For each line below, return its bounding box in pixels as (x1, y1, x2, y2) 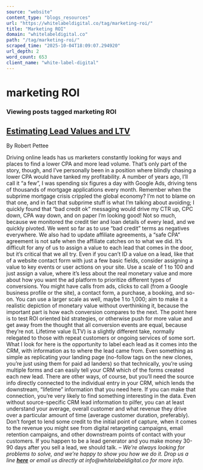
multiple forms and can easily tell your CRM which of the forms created (6, 366, 184, 374)
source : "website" (6, 8, 53, 15)
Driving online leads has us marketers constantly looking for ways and (6, 154, 182, 161)
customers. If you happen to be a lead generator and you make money (6, 437, 182, 445)
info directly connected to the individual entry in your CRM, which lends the (6, 380, 195, 387)
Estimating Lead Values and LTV (6, 126, 130, 136)
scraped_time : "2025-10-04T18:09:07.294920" (6, 43, 121, 49)
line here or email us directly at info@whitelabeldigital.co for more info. (6, 457, 184, 464)
